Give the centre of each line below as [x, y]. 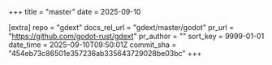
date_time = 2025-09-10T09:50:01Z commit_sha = [93, 45]
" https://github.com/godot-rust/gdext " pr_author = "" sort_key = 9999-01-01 [136, 36]
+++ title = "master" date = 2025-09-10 [75, 12]
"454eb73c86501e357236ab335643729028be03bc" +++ [105, 53]
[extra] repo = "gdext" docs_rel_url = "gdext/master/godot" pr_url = [121, 27]
